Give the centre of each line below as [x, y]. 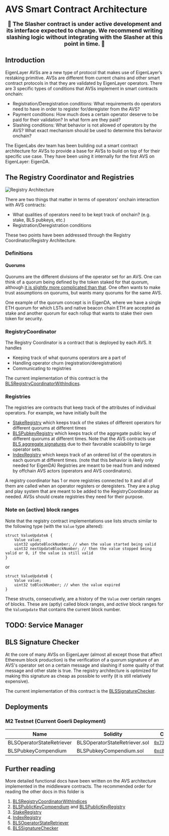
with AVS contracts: [26, 205]
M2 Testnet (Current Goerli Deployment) [56, 721]
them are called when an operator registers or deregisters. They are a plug [82, 486]
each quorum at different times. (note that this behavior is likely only [83, 460]
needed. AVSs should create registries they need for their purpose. [75, 497]
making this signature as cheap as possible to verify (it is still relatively [78, 676]
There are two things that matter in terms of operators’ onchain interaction [82, 199]
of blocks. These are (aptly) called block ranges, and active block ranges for [84, 604]
